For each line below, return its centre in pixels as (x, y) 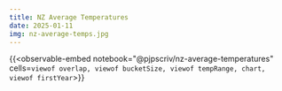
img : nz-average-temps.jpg (59, 34)
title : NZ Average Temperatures (69, 17)
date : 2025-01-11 (41, 26)
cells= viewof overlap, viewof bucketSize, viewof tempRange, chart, (137, 68)
